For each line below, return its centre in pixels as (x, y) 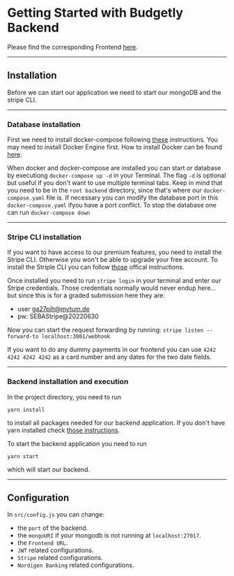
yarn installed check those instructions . (64, 430)
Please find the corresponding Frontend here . (72, 47)
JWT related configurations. (55, 550)
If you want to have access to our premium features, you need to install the (115, 252)
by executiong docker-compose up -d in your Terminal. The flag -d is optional (117, 175)
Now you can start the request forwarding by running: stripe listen (106, 330)
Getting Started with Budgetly (95, 13)
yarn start (23, 456)
